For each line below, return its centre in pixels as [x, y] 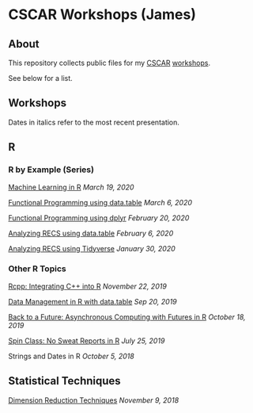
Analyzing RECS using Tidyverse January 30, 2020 [92, 248]
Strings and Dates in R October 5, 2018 [71, 356]
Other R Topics [37, 269]
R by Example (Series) [51, 170]
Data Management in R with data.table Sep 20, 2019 [93, 301]
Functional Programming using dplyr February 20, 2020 [99, 218]
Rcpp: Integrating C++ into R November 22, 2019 [88, 286]
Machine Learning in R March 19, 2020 [71, 187]
